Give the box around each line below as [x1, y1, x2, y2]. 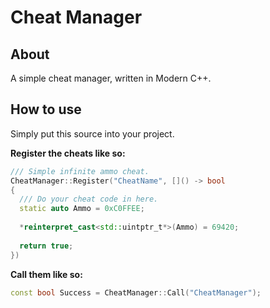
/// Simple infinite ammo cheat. [10, 166, 150, 176]
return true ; [19, 241, 74, 251]
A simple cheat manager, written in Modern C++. [10, 72, 212, 84]
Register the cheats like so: [10, 147, 126, 159]
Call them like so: [10, 268, 83, 280]
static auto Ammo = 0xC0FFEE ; [19, 204, 145, 214]
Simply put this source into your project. [10, 127, 175, 140]
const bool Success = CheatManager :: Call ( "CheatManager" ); [10, 287, 262, 298]
